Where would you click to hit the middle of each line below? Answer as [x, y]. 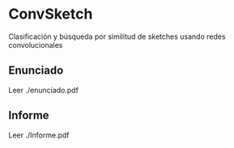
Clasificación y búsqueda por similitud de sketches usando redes [117, 36]
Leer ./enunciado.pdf [44, 90]
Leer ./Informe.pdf [39, 135]
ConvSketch [51, 14]
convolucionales [36, 44]
